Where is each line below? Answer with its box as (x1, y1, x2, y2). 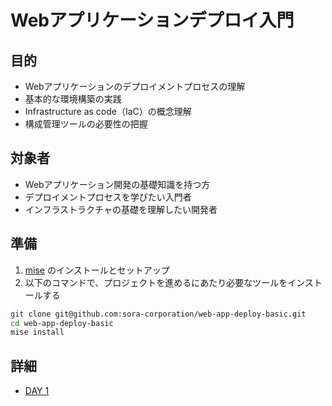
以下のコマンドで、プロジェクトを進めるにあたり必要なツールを (24, 276, 288, 288)
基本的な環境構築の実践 (24, 93, 122, 105)
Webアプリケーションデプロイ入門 (10, 9, 295, 32)
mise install (10, 327, 65, 338)
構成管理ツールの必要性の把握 (24, 118, 148, 130)
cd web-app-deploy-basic (10, 318, 114, 328)
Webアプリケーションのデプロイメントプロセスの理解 (24, 81, 246, 92)
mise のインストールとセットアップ (24, 264, 170, 276)
